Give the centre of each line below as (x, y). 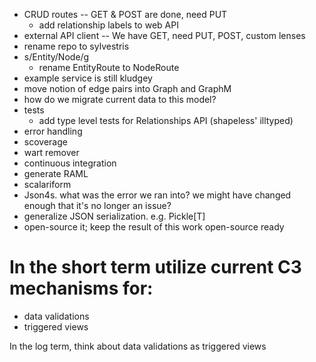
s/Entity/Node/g (56, 57)
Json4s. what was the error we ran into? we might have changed (157, 195)
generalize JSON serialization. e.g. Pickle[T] (114, 216)
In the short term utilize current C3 (155, 267)
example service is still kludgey (88, 78)
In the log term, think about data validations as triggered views (138, 346)
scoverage (45, 142)
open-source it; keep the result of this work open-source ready (154, 227)
